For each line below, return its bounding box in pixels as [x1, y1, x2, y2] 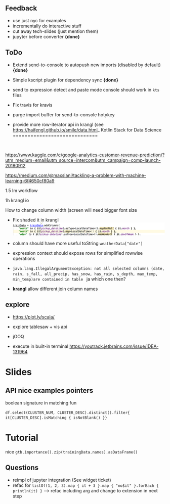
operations [12, 255, 35, 261]
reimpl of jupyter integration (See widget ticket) [12, 477, 111, 483]
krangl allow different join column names [12, 286, 98, 292]
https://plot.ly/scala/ [12, 313, 55, 320]
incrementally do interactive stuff [12, 23, 82, 29]
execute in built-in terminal [12, 343, 69, 349]
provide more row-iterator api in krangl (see [12, 121, 104, 127]
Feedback [5, 4, 37, 13]
